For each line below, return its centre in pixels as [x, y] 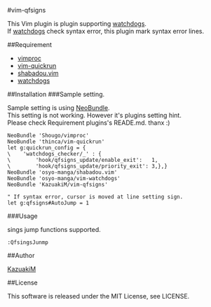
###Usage [23, 216]
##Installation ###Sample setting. [56, 94]
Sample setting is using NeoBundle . [59, 108]
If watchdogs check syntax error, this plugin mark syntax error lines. [106, 31]
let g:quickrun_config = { [47, 148]
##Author [21, 255]
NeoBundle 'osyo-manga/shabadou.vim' [62, 172]
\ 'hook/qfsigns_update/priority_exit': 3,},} [88, 166]
